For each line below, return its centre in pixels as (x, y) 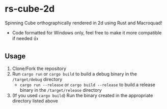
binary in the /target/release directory (61, 90)
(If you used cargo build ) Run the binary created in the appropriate (82, 95)
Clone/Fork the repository (39, 68)
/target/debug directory (37, 79)
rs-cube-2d (30, 9)
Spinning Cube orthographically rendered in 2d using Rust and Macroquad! (83, 23)
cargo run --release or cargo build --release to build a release (88, 85)
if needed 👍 (25, 38)
